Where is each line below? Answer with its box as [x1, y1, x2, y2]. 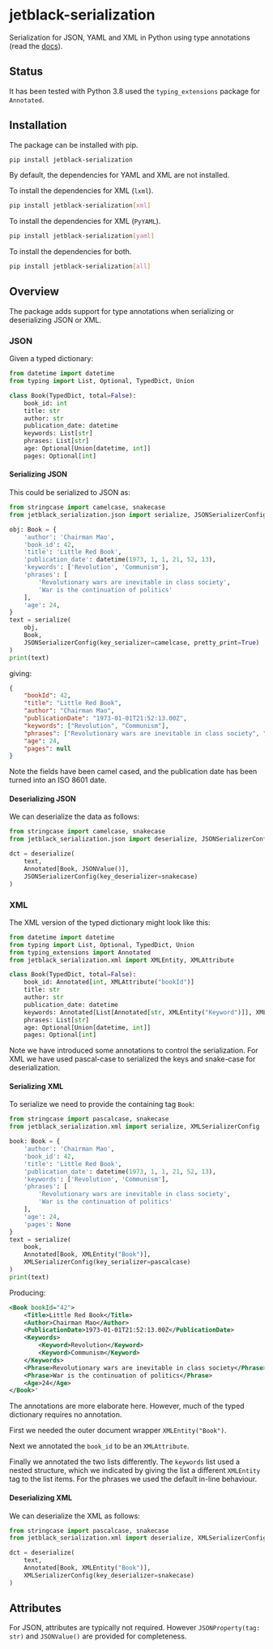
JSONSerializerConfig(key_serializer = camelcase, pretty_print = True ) [23, 639, 260, 647]
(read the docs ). [9, 41, 63, 50]
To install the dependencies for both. [9, 247, 132, 256]
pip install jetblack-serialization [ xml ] [9, 201, 151, 210]
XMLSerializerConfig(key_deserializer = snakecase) [23, 1571, 195, 1579]
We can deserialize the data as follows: [9, 812, 140, 821]
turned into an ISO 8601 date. [9, 775, 108, 785]
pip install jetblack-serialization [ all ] [9, 262, 151, 271]
